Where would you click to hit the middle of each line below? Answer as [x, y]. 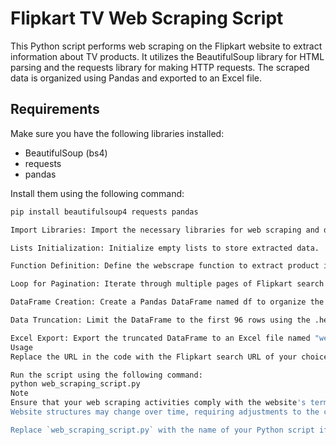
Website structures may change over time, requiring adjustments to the [165, 412]
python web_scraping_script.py [75, 384]
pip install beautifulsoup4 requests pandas [104, 212]
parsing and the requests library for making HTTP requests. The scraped [160, 67]
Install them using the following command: [97, 193]
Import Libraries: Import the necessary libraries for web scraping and [165, 230]
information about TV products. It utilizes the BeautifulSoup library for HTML [167, 56]
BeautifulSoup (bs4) [66, 153]
